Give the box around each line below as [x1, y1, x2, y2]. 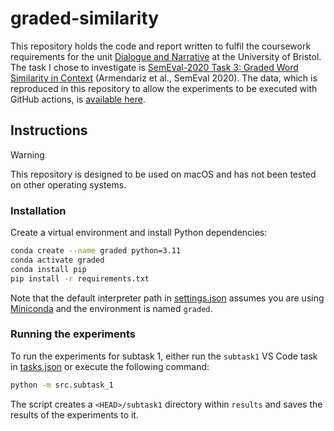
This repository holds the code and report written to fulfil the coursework [10, 40, 312, 52]
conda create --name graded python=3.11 [10, 246, 182, 256]
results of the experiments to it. [10, 408, 139, 421]
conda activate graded [10, 255, 105, 265]
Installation [10, 203, 67, 217]
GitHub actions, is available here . [10, 93, 146, 105]
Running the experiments [10, 327, 136, 341]
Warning [10, 148, 45, 161]
